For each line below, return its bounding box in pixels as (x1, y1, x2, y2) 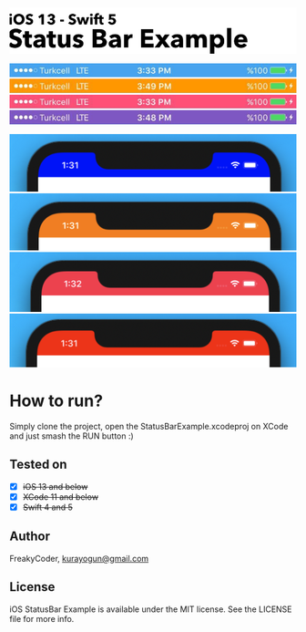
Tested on (9, 457, 67, 472)
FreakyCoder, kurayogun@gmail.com (9, 553, 149, 564)
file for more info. (9, 613, 75, 624)
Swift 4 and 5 (22, 502, 73, 513)
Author (9, 529, 50, 544)
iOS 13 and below (22, 481, 88, 492)
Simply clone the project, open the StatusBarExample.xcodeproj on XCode (9, 421, 289, 432)
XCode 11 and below (22, 491, 98, 502)
